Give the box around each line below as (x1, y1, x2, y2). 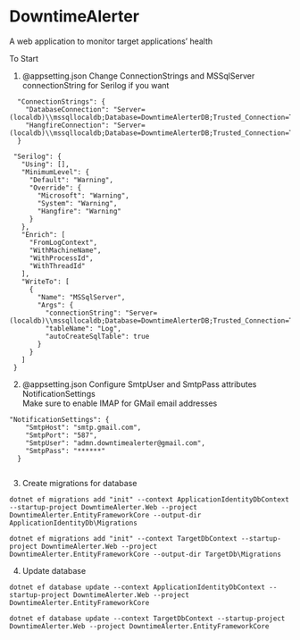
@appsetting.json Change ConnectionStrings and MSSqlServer (21, 70, 255, 81)
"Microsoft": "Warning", (37, 190, 129, 200)
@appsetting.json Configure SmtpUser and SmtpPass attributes (21, 378, 257, 390)
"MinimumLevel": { (21, 167, 90, 176)
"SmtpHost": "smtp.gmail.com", (25, 423, 142, 432)
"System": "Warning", (37, 198, 118, 207)
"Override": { (29, 183, 82, 192)
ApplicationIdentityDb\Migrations (9, 518, 138, 527)
